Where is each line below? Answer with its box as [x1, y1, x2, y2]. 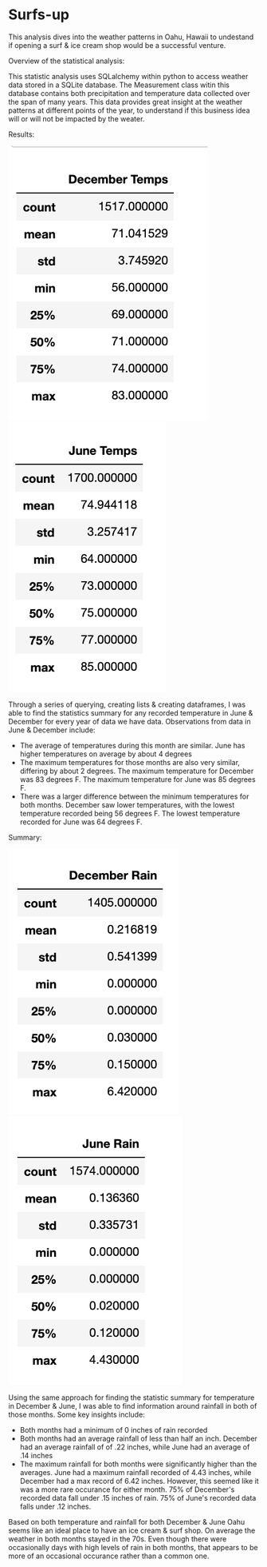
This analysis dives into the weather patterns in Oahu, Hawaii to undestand [8, 32, 254, 42]
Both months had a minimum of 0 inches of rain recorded [19, 1425, 208, 1434]
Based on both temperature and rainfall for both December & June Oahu [8, 1517, 245, 1526]
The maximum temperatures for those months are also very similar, [19, 757, 241, 767]
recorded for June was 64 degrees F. [19, 817, 143, 827]
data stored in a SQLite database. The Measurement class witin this [8, 80, 230, 90]
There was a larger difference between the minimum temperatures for [19, 791, 249, 801]
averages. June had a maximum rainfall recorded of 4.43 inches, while [19, 1467, 252, 1477]
